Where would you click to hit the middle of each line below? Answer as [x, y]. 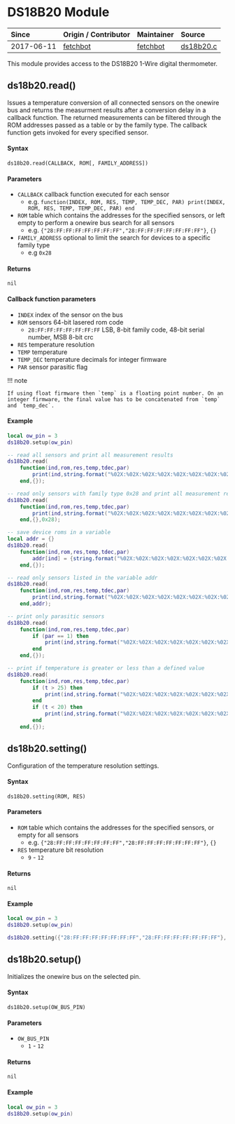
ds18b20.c [199, 46]
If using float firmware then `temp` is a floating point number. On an [115, 393]
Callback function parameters [52, 299]
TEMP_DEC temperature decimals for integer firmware [92, 359]
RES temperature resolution [56, 344]
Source [193, 34]
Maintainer [155, 34]
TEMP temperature [42, 352]
